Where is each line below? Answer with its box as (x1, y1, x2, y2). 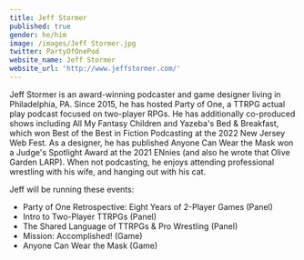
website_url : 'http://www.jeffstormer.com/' (9, 65, 181, 74)
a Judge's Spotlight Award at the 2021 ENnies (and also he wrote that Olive (9, 146, 290, 157)
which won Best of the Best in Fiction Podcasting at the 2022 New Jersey (9, 127, 286, 138)
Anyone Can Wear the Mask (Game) (22, 240, 158, 251)
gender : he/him (9, 30, 67, 39)
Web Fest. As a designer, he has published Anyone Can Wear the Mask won (9, 137, 294, 148)
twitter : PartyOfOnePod (9, 47, 100, 56)
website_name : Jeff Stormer (9, 55, 117, 65)
